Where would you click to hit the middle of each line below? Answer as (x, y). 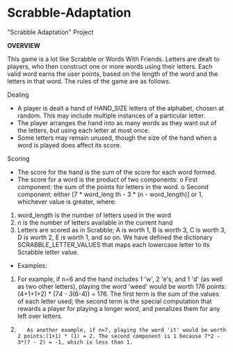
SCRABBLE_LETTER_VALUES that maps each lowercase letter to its (113, 244)
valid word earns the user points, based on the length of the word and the (113, 74)
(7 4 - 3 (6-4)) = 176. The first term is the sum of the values (136, 294)
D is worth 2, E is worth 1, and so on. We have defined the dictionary (115, 237)
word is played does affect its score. (69, 145)
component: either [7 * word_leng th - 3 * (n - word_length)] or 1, (110, 194)
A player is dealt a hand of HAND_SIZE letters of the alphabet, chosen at (121, 108)
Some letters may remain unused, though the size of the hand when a (117, 138)
